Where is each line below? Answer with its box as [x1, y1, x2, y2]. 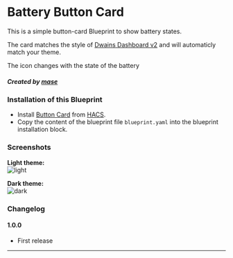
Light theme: [7, 158, 45, 166]
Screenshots [7, 143, 51, 153]
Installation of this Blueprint [7, 94, 103, 104]
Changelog [7, 204, 45, 214]
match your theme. [7, 48, 61, 56]
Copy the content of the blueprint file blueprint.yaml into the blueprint [17, 118, 218, 126]
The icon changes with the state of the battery [7, 61, 140, 69]
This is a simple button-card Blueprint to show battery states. [7, 27, 182, 35]
